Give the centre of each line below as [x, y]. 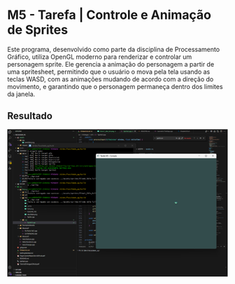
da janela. [21, 94]
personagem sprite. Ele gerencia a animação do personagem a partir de [111, 64]
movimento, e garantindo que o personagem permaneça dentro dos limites [115, 86]
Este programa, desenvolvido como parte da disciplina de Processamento [114, 49]
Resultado [30, 116]
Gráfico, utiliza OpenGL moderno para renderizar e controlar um [100, 57]
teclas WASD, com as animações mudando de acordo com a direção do [111, 79]
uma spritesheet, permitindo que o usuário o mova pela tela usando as [109, 72]
